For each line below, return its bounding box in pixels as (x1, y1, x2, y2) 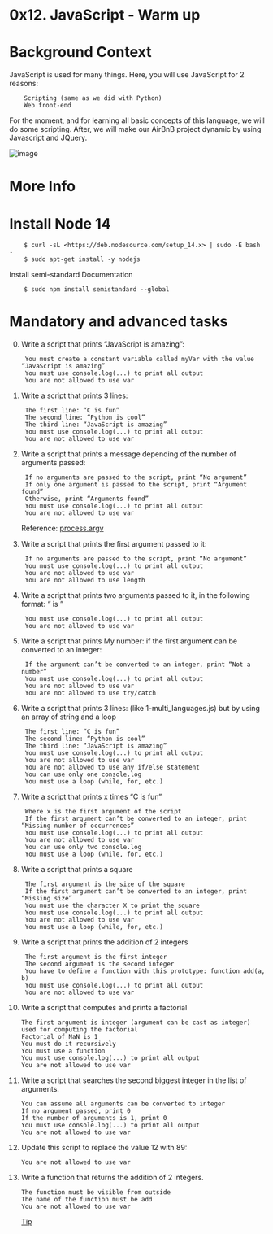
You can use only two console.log (24, 844, 142, 852)
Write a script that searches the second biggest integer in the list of (20, 1075, 247, 1085)
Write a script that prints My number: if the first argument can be (20, 636, 238, 646)
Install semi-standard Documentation (9, 270, 133, 280)
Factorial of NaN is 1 (20, 1033, 98, 1041)
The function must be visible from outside (20, 1188, 171, 1197)
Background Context (9, 43, 152, 62)
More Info (9, 177, 76, 196)
